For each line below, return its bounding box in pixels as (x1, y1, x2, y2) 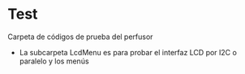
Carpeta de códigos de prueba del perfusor (7, 32, 153, 41)
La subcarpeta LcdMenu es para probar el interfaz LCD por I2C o (19, 47, 237, 57)
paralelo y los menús (19, 56, 90, 66)
